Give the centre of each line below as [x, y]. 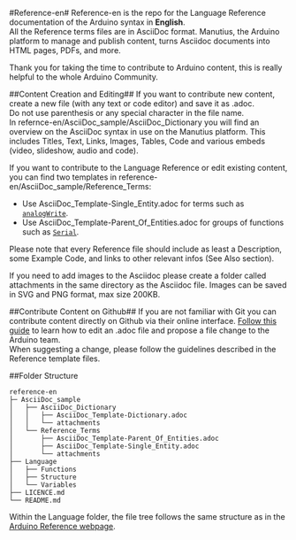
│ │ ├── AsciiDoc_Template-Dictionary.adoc [99, 415]
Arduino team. [35, 339]
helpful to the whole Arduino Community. [84, 77]
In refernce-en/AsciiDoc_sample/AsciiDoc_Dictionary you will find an [134, 122]
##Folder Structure [44, 376]
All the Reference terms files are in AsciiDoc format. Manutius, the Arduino [144, 31]
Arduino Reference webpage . [63, 526]
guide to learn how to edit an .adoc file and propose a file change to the [139, 330]
